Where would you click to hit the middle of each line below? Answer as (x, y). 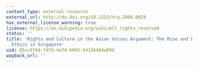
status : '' (19, 34)
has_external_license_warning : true (51, 22)
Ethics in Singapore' (38, 45)
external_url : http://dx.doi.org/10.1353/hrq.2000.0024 (76, 17)
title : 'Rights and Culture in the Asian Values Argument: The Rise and (97, 39)
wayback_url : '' (26, 56)
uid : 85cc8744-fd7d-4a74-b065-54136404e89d (60, 50)
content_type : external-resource (47, 12)
